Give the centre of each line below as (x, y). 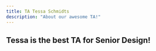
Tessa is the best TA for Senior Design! (78, 40)
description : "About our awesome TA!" (53, 17)
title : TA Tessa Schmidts (38, 11)
